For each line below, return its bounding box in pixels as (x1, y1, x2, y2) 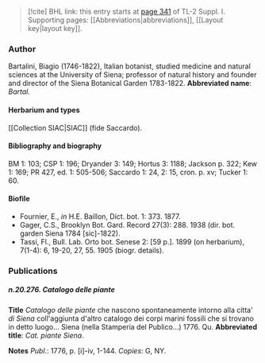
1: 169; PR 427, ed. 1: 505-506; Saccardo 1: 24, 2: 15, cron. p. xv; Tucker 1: (8, 167, 248, 177)
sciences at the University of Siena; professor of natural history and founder (8, 70, 257, 80)
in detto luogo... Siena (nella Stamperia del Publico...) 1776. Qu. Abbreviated (8, 322, 258, 331)
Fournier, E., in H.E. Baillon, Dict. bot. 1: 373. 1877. (19, 211, 181, 221)
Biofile (8, 194, 30, 204)
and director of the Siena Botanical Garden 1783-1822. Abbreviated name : (8, 79, 252, 88)
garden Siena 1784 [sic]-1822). (19, 228, 121, 238)
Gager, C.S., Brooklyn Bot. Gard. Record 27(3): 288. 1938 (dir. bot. (19, 220, 236, 229)
